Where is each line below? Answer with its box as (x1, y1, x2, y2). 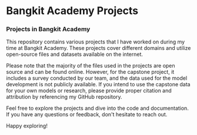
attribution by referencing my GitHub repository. (6, 93, 122, 100)
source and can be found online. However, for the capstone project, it (6, 69, 175, 76)
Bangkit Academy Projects (6, 4, 139, 18)
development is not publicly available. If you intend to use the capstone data (6, 81, 191, 88)
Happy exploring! (6, 122, 48, 130)
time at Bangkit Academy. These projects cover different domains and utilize (6, 45, 191, 52)
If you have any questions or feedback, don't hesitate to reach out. (6, 111, 168, 118)
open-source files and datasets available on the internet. (6, 51, 143, 58)
